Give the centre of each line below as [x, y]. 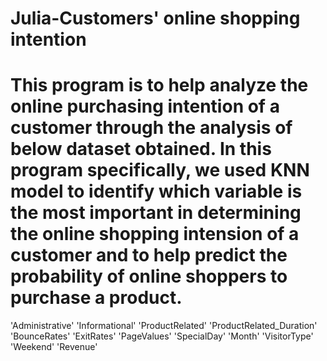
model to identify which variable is [156, 191]
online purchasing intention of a [145, 106]
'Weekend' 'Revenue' [54, 347]
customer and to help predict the [149, 255]
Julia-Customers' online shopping [155, 18]
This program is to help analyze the [159, 85]
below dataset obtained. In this [141, 149]
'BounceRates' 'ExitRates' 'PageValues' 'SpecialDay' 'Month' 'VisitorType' [162, 336]
